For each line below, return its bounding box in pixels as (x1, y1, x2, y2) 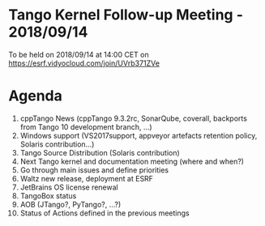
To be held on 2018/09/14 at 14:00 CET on (8, 49, 149, 59)
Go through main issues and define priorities (19, 164, 169, 175)
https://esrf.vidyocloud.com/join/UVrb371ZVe (8, 58, 160, 68)
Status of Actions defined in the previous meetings (19, 208, 190, 218)
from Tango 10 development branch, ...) (19, 122, 152, 131)
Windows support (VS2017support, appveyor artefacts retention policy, (19, 130, 258, 140)
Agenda (8, 87, 62, 105)
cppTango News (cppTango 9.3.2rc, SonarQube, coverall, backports (19, 113, 247, 123)
